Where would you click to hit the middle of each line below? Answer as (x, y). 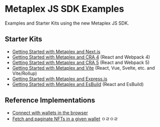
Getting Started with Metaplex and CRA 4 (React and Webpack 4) (81, 57)
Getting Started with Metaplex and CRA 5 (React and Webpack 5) (81, 62)
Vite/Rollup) (25, 73)
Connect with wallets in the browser (50, 113)
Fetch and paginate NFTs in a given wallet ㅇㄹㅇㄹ (65, 119)
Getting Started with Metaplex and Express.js (60, 79)
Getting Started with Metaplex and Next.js (56, 51)
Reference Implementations (50, 100)
